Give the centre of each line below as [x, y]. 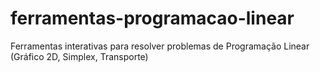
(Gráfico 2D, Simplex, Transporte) [79, 56]
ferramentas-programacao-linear [152, 18]
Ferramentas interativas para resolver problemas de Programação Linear [160, 46]
